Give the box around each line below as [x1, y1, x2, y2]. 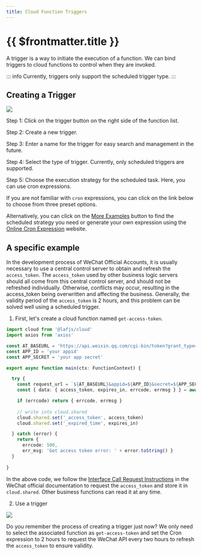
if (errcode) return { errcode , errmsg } [17, 398, 122, 404]
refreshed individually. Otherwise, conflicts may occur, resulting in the [6, 284, 180, 291]
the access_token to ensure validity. [6, 542, 94, 549]
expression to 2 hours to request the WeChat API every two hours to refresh [6, 535, 194, 542]
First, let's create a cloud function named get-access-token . [14, 315, 164, 322]
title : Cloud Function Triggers [6, 8, 87, 15]
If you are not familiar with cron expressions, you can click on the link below [6, 195, 194, 202]
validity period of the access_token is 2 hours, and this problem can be [6, 297, 180, 304]
